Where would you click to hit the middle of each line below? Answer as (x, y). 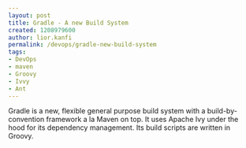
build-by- (222, 111)
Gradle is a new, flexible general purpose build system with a (107, 111)
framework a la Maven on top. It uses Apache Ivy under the (142, 120)
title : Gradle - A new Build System (68, 23)
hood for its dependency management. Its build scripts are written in (119, 128)
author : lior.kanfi (40, 37)
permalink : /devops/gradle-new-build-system (82, 45)
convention (26, 120)
